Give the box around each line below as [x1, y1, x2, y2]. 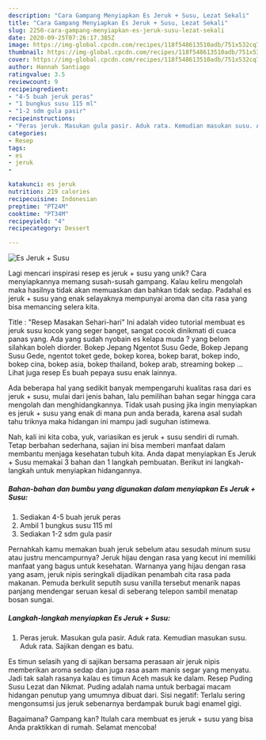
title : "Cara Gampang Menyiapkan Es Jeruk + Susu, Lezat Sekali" [8, 19, 228, 27]
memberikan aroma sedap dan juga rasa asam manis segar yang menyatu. [8, 666, 251, 675]
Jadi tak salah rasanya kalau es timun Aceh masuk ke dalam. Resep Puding [8, 674, 253, 683]
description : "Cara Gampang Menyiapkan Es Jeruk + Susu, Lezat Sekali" [8, 11, 249, 20]
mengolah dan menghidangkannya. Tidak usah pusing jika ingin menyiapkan [8, 400, 257, 410]
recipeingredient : [8, 85, 69, 93]
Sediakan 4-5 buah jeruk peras [19, 512, 121, 522]
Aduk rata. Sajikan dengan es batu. [19, 642, 135, 651]
